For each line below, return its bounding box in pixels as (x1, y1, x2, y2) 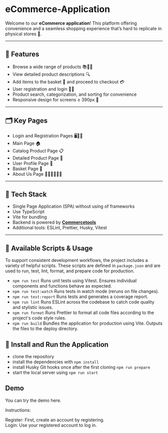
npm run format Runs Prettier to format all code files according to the (12, 310, 154, 316)
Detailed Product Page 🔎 (12, 155, 63, 161)
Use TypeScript (12, 209, 45, 215)
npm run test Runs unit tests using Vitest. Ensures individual (12, 277, 137, 284)
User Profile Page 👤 (12, 160, 53, 166)
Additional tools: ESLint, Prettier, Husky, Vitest (12, 225, 107, 231)
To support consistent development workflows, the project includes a (5, 257, 148, 263)
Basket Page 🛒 (12, 166, 42, 172)
